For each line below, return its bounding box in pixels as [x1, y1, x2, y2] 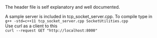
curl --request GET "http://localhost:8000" [5, 28, 98, 33]
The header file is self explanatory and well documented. [5, 4, 120, 10]
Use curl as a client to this [5, 23, 58, 29]
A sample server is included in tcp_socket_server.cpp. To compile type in [5, 14, 153, 19]
